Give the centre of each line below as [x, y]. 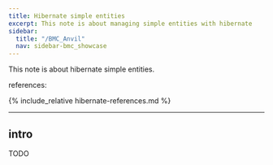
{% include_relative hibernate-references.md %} [90, 101]
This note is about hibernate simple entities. [82, 69]
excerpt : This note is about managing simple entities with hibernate [130, 24]
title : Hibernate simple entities [67, 16]
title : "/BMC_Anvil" [50, 39]
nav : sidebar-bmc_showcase [61, 46]
